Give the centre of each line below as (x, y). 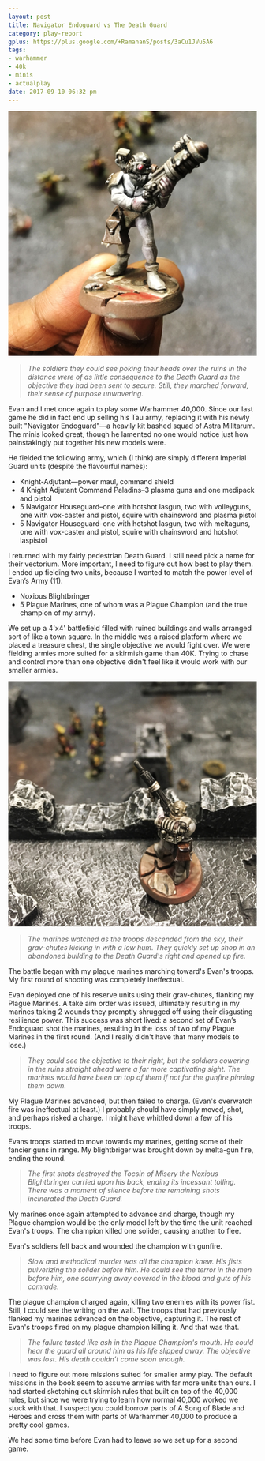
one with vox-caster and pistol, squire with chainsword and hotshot (129, 532)
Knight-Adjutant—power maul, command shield (97, 482)
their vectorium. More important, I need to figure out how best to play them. (131, 564)
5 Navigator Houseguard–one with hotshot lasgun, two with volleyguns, (135, 507)
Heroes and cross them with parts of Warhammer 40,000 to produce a (123, 1417)
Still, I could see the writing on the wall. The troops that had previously (122, 1310)
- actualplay (30, 83)
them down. (47, 1086)
